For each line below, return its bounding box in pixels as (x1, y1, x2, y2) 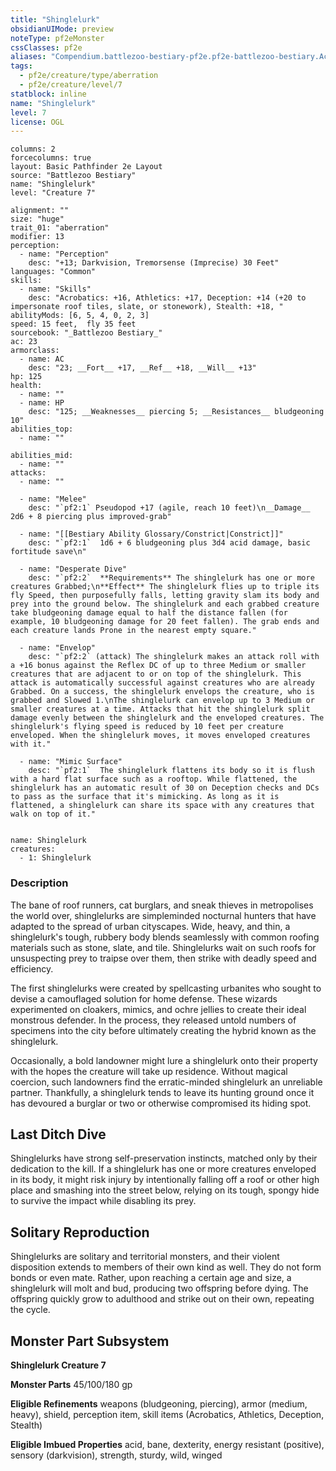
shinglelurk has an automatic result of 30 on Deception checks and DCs (10, 783, 320, 793)
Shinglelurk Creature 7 (10, 1359, 107, 1371)
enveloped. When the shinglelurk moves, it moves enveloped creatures (10, 731, 311, 741)
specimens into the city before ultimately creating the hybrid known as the (10, 1024, 317, 1036)
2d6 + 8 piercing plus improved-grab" (10, 512, 172, 522)
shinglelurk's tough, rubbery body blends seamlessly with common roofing (10, 931, 320, 943)
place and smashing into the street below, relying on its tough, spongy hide (10, 1184, 320, 1196)
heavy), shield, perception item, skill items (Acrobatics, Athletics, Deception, (10, 1408, 325, 1420)
